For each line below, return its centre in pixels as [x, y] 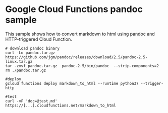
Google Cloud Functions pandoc [74, 9]
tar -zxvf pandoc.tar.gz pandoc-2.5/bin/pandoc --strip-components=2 [82, 66]
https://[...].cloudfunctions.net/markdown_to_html [61, 105]
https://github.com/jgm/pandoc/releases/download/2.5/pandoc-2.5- [76, 57]
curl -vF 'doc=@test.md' [31, 101]
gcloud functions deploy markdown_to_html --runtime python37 [72, 83]
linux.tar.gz [19, 61]
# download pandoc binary [32, 48]
